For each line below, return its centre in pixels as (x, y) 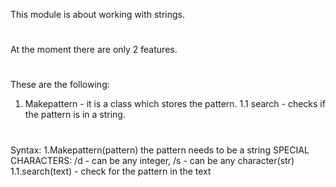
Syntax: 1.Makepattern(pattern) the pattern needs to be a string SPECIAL (160, 150)
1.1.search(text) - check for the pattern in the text (111, 171)
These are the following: (60, 85)
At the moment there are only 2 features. (94, 50)
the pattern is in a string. (75, 115)
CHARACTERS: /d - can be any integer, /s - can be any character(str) (152, 160)
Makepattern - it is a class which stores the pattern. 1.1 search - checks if (175, 104)
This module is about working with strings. (98, 14)
